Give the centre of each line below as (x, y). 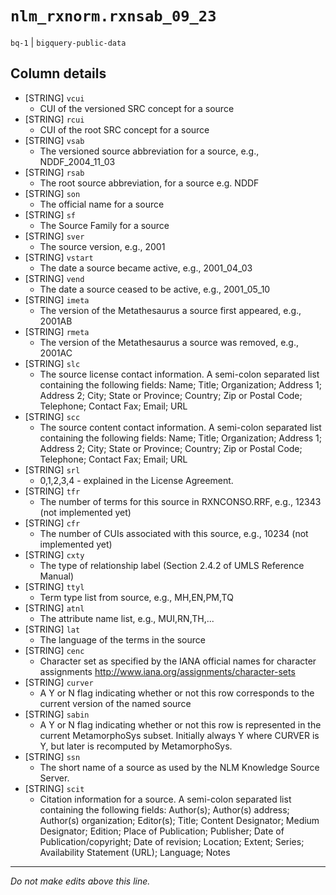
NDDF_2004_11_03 (77, 161)
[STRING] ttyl (54, 586)
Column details (58, 73)
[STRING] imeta (57, 299)
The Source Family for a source (104, 225)
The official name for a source (102, 204)
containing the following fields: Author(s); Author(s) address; (164, 809)
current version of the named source (115, 703)
